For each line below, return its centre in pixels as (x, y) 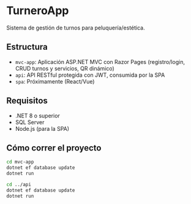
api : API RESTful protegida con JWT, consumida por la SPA (90, 75)
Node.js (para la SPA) (42, 128)
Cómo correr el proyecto (54, 148)
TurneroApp (38, 11)
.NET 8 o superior (37, 116)
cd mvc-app (20, 162)
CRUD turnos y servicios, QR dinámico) (65, 68)
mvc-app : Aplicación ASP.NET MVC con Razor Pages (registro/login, (100, 61)
